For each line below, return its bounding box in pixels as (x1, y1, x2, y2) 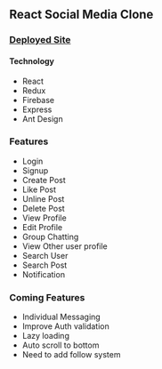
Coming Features (9, 291, 85, 303)
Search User (21, 250, 69, 261)
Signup (21, 164, 49, 176)
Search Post (21, 260, 68, 270)
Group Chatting (21, 231, 79, 242)
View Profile (21, 213, 67, 223)
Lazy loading (21, 331, 69, 341)
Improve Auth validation (21, 321, 109, 332)
